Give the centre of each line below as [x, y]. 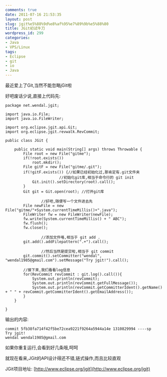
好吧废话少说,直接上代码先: [33, 96]
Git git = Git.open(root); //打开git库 [64, 192]
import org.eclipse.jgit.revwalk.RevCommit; [52, 132]
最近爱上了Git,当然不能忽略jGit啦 [39, 85]
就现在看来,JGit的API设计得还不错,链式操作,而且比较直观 [63, 358]
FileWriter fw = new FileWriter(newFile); [68, 215]
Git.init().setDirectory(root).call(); [73, 182]
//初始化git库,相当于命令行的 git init [96, 177]
